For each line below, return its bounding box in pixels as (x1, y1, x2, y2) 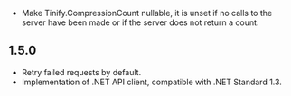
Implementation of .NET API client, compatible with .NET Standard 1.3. (21, 76, 282, 87)
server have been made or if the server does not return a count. (21, 17, 259, 28)
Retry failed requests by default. (21, 66, 142, 77)
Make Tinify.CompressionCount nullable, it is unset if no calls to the (21, 8, 273, 18)
